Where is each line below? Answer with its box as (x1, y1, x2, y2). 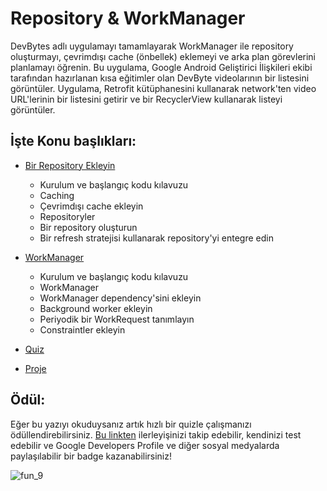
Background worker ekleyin (39, 302, 153, 314)
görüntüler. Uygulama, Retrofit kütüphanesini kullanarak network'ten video (10, 82, 317, 94)
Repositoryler (39, 210, 96, 222)
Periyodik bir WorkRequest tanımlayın (39, 313, 195, 325)
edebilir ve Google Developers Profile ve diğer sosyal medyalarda (10, 439, 280, 451)
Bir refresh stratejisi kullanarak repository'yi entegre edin (39, 232, 274, 244)
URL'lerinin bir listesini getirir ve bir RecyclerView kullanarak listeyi (10, 93, 283, 105)
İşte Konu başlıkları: (10, 133, 137, 150)
